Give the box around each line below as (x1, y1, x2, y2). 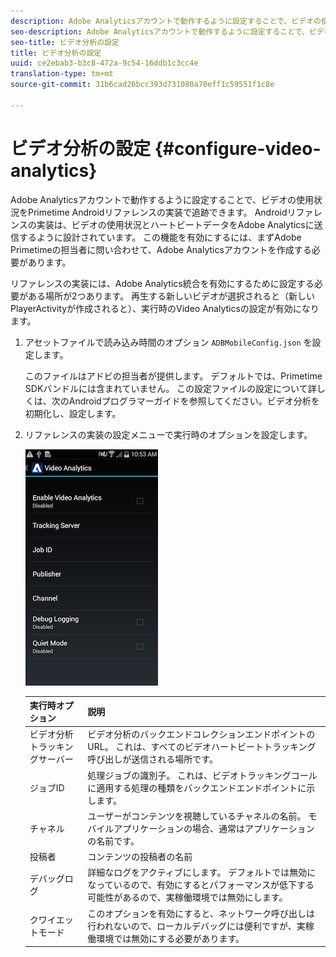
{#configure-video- (154, 137, 322, 160)
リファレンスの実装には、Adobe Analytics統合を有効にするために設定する (10, 277, 315, 289)
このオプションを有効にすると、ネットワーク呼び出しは (87, 907, 315, 919)
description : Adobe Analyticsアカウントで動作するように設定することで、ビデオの (10, 16, 322, 26)
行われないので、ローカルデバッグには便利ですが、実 (87, 920, 306, 932)
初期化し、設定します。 (24, 407, 122, 419)
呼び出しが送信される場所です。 (87, 753, 218, 765)
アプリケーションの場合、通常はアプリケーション (113, 822, 315, 834)
